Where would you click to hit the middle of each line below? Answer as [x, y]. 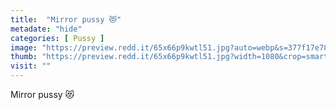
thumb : [24, 57]
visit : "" [31, 66]
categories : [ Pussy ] [57, 38]
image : [24, 47]
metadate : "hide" [46, 29]
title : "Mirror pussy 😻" [66, 19]
